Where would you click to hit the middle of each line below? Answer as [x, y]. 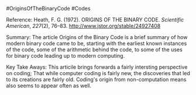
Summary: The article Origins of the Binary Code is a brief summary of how [97, 37]
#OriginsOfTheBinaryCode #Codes [48, 8]
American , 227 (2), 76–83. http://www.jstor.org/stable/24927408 [83, 26]
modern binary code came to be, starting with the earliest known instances [97, 43]
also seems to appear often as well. [49, 86]
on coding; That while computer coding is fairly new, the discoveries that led [98, 73]
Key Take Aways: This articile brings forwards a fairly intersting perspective [97, 67]
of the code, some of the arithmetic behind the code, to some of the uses [94, 50]
